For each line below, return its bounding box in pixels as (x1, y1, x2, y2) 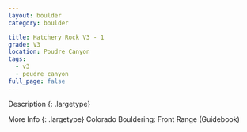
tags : (8, 55, 26, 63)
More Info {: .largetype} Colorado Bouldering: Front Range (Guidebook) (8, 114, 240, 123)
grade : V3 (8, 40, 41, 48)
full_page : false (8, 77, 66, 85)
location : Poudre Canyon (8, 48, 90, 56)
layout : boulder (8, 11, 62, 20)
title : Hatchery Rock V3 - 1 (8, 33, 104, 41)
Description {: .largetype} (8, 99, 91, 108)
